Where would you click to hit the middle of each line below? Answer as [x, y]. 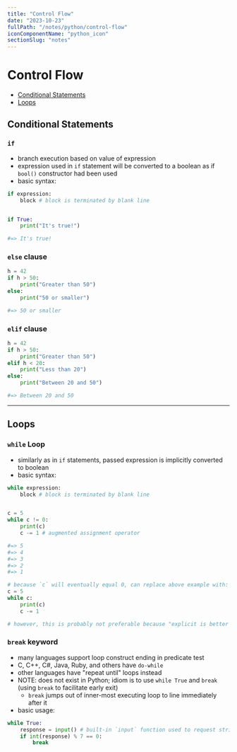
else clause [28, 257]
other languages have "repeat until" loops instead [90, 672]
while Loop [26, 444]
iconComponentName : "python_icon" [58, 34]
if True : [20, 219]
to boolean [33, 467]
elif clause [28, 328]
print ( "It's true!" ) [50, 226]
